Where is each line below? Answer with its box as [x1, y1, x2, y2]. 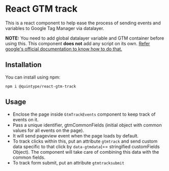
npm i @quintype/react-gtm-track [5, 84, 76, 89]
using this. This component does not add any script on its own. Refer [5, 40, 150, 46]
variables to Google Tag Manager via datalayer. [5, 25, 104, 31]
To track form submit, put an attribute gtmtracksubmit [12, 159, 125, 165]
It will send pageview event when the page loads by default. [12, 132, 139, 139]
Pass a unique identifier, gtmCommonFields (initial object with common [12, 122, 162, 128]
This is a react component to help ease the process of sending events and [5, 20, 161, 26]
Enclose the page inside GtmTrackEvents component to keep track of [12, 111, 156, 117]
